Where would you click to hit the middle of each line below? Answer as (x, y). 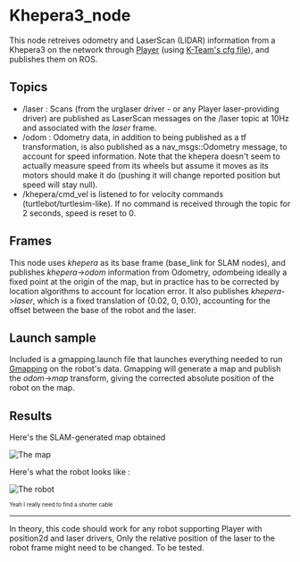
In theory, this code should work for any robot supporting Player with (136, 529)
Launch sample (53, 338)
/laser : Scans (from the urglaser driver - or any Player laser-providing (150, 109)
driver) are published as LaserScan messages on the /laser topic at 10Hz (156, 118)
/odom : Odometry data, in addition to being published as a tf (134, 137)
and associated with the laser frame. (89, 128)
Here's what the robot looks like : (70, 472)
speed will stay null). (60, 185)
